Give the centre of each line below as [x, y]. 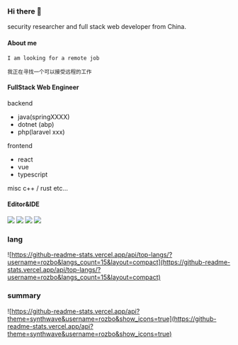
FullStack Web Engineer [43, 87]
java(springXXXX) [44, 117]
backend [20, 103]
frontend [20, 145]
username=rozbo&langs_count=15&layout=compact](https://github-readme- [119, 262]
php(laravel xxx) [41, 132]
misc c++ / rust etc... [38, 188]
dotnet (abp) [36, 124]
